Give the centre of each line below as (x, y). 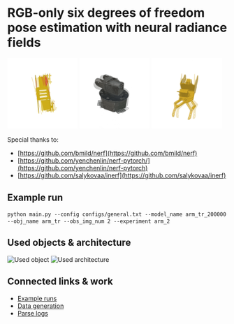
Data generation (41, 306)
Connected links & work (60, 282)
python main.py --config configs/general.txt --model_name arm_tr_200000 (117, 214)
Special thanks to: (33, 140)
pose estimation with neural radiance (117, 28)
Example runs (37, 298)
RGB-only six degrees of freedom (106, 13)
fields (24, 43)
